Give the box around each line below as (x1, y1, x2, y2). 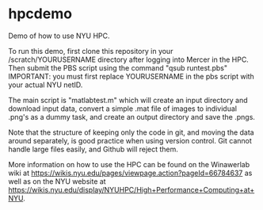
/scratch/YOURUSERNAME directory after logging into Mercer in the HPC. (8, 55, 250, 64)
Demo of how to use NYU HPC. (8, 31, 110, 40)
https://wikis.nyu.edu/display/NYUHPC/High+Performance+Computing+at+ (8, 185, 255, 194)
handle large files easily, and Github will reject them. (8, 144, 178, 154)
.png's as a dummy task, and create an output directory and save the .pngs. (8, 112, 256, 121)
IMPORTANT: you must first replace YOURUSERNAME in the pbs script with (8, 71, 255, 81)
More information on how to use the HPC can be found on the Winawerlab (8, 159, 250, 169)
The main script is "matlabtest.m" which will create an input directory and (8, 95, 248, 105)
